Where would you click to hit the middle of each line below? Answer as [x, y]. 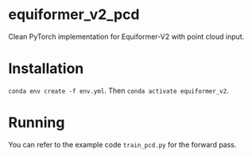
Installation [46, 69]
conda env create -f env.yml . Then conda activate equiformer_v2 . [118, 90]
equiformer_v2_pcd [74, 15]
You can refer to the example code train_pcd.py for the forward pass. [122, 144]
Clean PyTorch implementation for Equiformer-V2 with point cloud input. [126, 36]
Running [37, 123]
